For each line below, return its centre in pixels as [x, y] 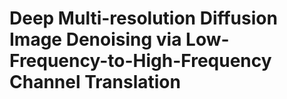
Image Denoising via [95, 39]
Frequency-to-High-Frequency [140, 61]
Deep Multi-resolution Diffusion [143, 18]
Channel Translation [95, 82]
